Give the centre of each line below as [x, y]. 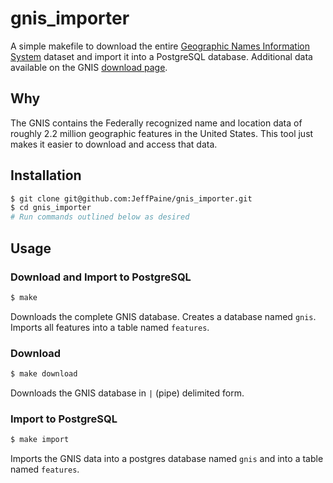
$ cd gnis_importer [51, 208]
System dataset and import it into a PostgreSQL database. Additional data [161, 56]
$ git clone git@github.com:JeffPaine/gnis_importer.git [131, 198]
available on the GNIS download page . [89, 67]
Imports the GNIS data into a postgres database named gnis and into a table [167, 459]
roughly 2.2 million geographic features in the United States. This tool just [162, 133]
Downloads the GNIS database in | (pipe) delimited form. [127, 393]
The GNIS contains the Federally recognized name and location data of [156, 123]
